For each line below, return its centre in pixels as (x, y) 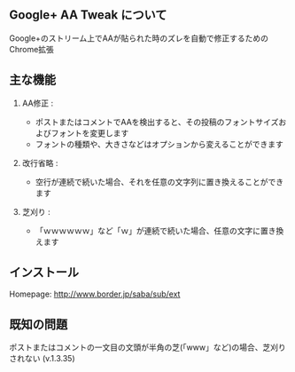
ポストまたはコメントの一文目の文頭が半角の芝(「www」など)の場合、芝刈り (147, 347)
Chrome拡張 (32, 49)
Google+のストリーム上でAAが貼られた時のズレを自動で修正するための (139, 38)
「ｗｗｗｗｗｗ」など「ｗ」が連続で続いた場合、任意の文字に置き (155, 230)
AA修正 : (38, 103)
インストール (44, 273)
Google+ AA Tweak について (88, 15)
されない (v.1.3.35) (42, 359)
